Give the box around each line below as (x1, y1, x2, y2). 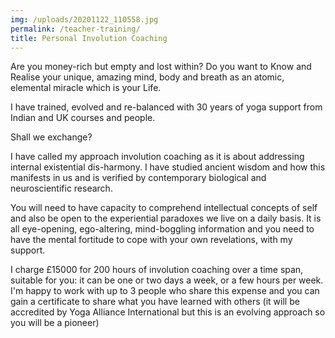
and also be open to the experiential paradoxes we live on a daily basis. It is (10, 212, 322, 225)
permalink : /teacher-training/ (10, 24, 141, 34)
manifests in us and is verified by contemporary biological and (10, 172, 267, 184)
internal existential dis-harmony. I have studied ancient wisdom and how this (10, 161, 326, 173)
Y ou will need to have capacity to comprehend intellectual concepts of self (10, 202, 318, 214)
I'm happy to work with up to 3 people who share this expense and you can (10, 285, 320, 297)
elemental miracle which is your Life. (10, 82, 162, 94)
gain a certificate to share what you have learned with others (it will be (10, 296, 300, 308)
